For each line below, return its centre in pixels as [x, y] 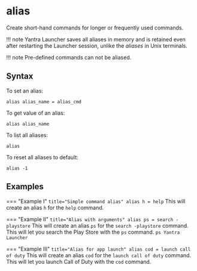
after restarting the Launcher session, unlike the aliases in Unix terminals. [97, 46]
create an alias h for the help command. [55, 207]
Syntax [20, 76]
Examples [25, 187]
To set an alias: [25, 91]
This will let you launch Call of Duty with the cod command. [79, 261]
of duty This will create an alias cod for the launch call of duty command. [99, 255]
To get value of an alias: [36, 113]
